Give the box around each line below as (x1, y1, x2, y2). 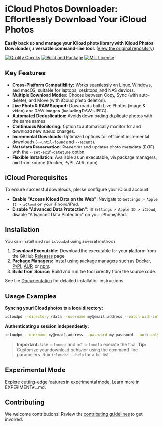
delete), (12, 97, 28, 103)
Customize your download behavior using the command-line (16, 347, 138, 352)
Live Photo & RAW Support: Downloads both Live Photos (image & (12, 102, 146, 108)
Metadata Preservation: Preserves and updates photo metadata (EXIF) (12, 144, 155, 149)
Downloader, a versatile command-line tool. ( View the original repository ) (5, 45, 154, 51)
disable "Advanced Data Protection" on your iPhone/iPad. (12, 211, 127, 217)
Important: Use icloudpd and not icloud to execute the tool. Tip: (16, 341, 147, 347)
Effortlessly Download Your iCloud (5, 14, 147, 25)
